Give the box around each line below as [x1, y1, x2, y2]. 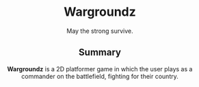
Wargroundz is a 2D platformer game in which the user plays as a [7, 64, 193, 73]
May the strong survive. [66, 27, 133, 35]
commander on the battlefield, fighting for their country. [21, 72, 178, 80]
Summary [78, 47, 122, 58]
